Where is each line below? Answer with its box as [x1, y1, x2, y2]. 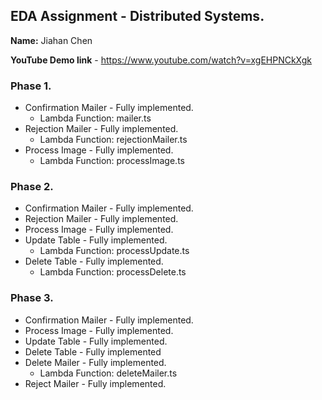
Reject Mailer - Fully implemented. [24, 377, 167, 389]
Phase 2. [10, 180, 54, 194]
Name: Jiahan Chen [10, 34, 93, 46]
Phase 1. [10, 79, 52, 93]
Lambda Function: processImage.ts [39, 155, 185, 167]
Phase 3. [10, 291, 54, 305]
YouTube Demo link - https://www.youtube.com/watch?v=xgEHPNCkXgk [10, 54, 313, 66]
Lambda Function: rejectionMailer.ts [39, 134, 188, 146]
